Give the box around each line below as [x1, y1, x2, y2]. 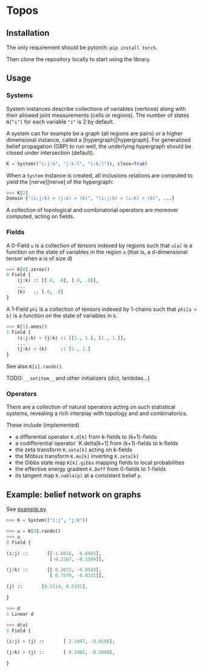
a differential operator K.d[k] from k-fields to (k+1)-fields [15, 433, 157, 441]
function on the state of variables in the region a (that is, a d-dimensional [6, 248, 188, 255]
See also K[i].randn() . [6, 363, 64, 370]
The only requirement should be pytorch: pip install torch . [6, 44, 158, 51]
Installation [6, 28, 50, 38]
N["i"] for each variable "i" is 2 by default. [6, 118, 115, 125]
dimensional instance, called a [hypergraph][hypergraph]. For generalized [6, 136, 191, 143]
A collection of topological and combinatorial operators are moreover [6, 207, 179, 214]
